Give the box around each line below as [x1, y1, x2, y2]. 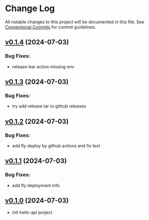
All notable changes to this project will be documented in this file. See [5, 19, 145, 25]
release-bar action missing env [12, 63, 74, 69]
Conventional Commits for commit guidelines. [5, 24, 96, 30]
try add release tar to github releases [12, 103, 86, 109]
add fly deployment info [12, 182, 60, 188]
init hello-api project [12, 209, 52, 215]
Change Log [5, 3, 55, 14]
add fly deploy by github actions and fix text [12, 143, 100, 148]
